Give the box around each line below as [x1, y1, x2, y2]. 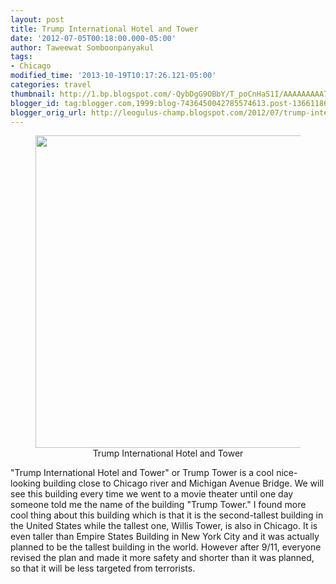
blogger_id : [10, 98, 60, 108]
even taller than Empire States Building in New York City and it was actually [10, 531, 320, 543]
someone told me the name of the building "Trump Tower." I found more [10, 499, 307, 511]
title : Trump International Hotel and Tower [10, 24, 199, 34]
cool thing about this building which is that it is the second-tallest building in [10, 509, 324, 521]
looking [10, 477, 42, 490]
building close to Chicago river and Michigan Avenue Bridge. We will [43, 477, 325, 490]
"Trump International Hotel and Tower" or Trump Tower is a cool [10, 467, 275, 479]
